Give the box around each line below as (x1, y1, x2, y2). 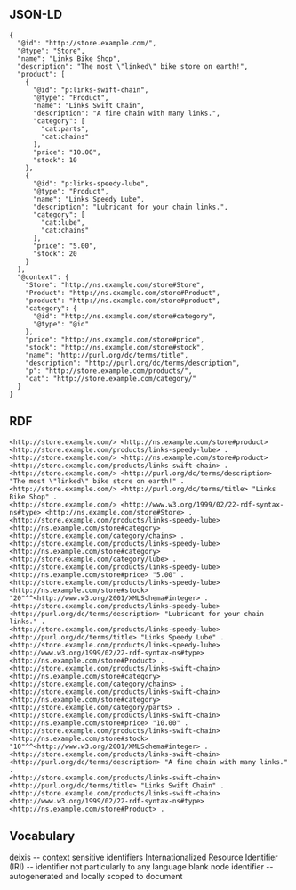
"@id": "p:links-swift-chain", (32, 85, 149, 95)
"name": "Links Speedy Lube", (32, 194, 145, 203)
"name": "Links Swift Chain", (32, 101, 145, 110)
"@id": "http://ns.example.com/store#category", (32, 311, 217, 320)
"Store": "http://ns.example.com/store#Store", (25, 280, 204, 289)
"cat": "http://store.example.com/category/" (25, 374, 197, 383)
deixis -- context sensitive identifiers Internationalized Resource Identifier (9, 852, 278, 863)
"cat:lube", (41, 218, 86, 227)
